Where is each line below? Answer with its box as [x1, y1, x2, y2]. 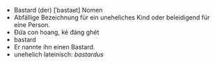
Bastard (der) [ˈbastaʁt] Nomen [13, 6, 103, 14]
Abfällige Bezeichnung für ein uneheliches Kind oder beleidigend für [13, 13, 210, 22]
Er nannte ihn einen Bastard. [13, 43, 95, 51]
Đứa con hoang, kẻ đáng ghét [13, 28, 99, 36]
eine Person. [13, 21, 51, 29]
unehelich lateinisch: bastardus [13, 50, 104, 58]
